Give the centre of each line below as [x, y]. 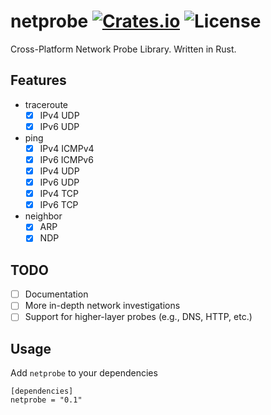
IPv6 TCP [59, 205]
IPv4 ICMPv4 [67, 148]
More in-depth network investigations [102, 306]
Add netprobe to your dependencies [84, 373]
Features [38, 80]
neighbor [43, 216]
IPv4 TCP [59, 194]
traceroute [46, 104]
